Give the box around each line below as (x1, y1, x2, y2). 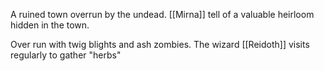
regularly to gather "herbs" (10, 49, 122, 61)
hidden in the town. (10, 19, 90, 31)
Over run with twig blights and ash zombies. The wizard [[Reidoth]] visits (10, 39, 310, 50)
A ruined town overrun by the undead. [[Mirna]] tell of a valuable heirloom (10, 9, 315, 20)
